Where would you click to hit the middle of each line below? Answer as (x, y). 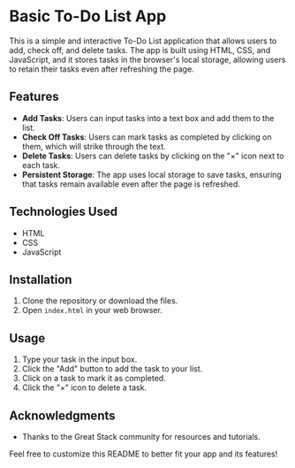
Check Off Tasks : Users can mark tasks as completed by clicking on (147, 137)
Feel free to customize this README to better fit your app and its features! (144, 454)
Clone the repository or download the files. (100, 301)
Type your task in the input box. (79, 359)
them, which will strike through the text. (94, 146)
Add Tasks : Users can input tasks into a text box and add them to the (148, 118)
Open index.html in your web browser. (92, 311)
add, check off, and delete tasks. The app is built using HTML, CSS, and (140, 50)
